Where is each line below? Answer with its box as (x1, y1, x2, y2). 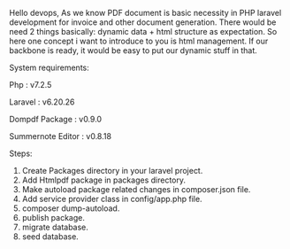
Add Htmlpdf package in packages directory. (21, 175, 187, 185)
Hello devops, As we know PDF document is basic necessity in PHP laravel (9, 8, 282, 18)
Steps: (9, 148, 33, 159)
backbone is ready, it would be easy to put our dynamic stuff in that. (9, 45, 258, 56)
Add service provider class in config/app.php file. (21, 194, 202, 204)
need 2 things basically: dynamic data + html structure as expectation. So (9, 27, 278, 36)
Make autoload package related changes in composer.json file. (21, 184, 251, 194)
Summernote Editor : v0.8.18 (9, 131, 112, 141)
